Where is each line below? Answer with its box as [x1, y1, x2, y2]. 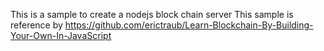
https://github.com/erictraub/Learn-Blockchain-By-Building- [64, 19, 314, 31]
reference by [10, 19, 63, 31]
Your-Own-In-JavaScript [10, 30, 112, 41]
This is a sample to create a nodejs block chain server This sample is [10, 9, 294, 20]
